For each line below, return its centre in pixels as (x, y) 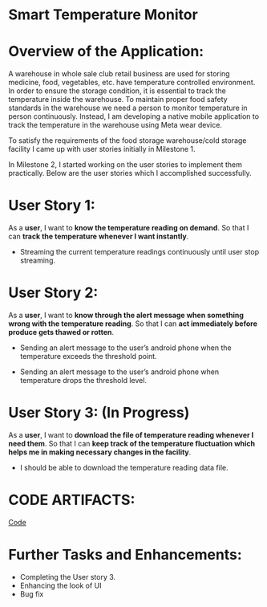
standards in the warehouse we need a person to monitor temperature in (128, 108)
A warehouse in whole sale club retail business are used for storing (119, 74)
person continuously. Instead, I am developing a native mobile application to (133, 116)
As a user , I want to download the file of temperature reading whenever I (131, 434)
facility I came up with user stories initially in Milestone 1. (102, 149)
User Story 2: (53, 293)
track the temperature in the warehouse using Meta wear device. (115, 125)
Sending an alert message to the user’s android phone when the (125, 348)
